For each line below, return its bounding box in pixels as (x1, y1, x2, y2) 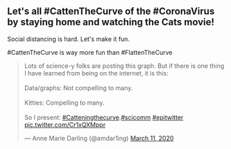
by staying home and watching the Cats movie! (7, 17, 215, 28)
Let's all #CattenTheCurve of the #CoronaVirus (7, 6, 215, 17)
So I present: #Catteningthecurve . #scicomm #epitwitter (24, 113, 184, 121)
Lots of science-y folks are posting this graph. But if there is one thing (24, 62, 225, 70)
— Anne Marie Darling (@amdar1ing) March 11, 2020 (24, 134, 174, 142)
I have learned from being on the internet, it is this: (24, 69, 169, 77)
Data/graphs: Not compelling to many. (24, 83, 133, 92)
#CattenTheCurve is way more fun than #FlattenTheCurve (7, 48, 173, 56)
